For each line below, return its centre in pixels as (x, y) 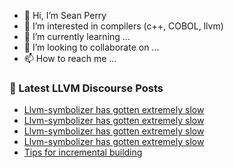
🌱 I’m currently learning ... (77, 36)
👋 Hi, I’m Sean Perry (65, 15)
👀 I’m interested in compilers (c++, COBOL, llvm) (123, 26)
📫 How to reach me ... (70, 58)
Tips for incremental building (83, 152)
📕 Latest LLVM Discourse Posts (86, 88)
